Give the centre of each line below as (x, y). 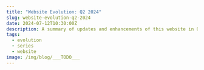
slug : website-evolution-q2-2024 (49, 18)
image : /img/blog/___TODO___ (43, 57)
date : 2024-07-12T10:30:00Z (42, 23)
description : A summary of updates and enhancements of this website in (100, 29)
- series (23, 46)
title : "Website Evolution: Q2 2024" (54, 12)
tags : (13, 35)
